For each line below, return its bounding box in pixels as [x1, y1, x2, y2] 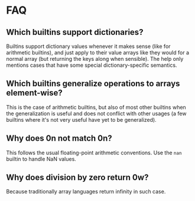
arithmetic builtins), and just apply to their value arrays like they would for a [6, 49, 189, 56]
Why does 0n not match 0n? [6, 134, 112, 144]
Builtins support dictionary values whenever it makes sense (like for [6, 43, 171, 50]
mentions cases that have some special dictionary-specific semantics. [6, 61, 177, 69]
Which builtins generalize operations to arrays [6, 79, 180, 89]
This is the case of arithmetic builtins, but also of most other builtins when [6, 103, 186, 111]
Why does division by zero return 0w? [6, 173, 149, 183]
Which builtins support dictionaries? [6, 27, 144, 37]
